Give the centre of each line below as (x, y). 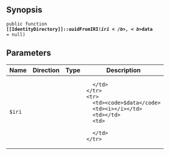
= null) (16, 35)
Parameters (29, 53)
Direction (46, 70)
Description (123, 70)
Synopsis (24, 10)
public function (27, 24)
